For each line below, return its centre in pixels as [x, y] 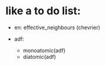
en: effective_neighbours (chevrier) [57, 27]
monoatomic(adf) [44, 50]
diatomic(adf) [39, 56]
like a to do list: [43, 11]
